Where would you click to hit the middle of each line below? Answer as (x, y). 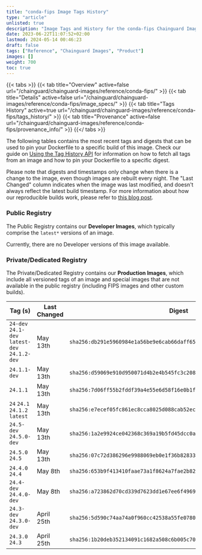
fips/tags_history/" (29, 117)
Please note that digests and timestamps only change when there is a (92, 172)
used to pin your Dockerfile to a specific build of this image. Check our (94, 147)
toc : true (19, 68)
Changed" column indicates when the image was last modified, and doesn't (100, 185)
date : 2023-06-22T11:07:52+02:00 (48, 34)
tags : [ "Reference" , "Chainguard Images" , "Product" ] (75, 51)
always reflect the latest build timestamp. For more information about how (98, 191)
